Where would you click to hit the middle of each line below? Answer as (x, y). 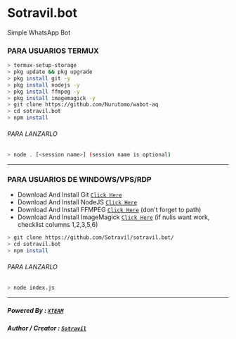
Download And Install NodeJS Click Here (77, 202)
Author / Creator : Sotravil (47, 328)
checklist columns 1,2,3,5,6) (58, 225)
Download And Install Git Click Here (70, 195)
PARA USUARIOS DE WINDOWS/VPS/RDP (80, 180)
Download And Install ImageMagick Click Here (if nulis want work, (113, 217)
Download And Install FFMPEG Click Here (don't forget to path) (109, 210)
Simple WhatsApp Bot (39, 32)
